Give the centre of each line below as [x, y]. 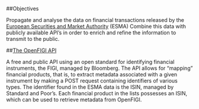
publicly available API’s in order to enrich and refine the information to [91, 33]
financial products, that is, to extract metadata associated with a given [92, 74]
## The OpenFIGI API [31, 50]
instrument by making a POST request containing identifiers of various [92, 81]
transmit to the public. [33, 39]
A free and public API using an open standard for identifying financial [90, 62]
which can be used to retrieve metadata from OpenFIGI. [74, 100]
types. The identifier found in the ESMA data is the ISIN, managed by [90, 87]
